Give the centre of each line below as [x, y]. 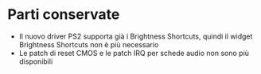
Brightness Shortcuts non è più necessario [89, 44]
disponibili [36, 61]
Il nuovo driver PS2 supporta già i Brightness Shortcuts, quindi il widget [136, 36]
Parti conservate [64, 15]
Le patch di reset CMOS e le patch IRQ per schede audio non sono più [134, 53]
